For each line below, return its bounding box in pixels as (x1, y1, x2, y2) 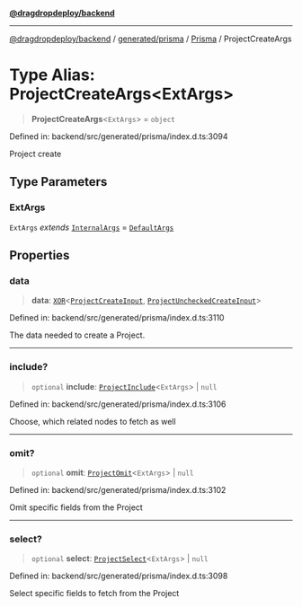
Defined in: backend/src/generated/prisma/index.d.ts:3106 (9, 399, 226, 409)
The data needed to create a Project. (9, 330, 146, 340)
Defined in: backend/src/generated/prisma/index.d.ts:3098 (9, 570, 228, 582)
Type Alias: (9, 65, 96, 85)
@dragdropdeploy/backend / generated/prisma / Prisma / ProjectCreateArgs (9, 33, 292, 44)
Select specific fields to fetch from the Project (9, 588, 180, 599)
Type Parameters (9, 174, 108, 189)
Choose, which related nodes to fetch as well (9, 416, 177, 427)
